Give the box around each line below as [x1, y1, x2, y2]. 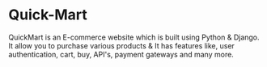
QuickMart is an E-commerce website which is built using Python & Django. [8, 32, 261, 42]
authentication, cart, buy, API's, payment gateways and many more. [8, 49, 235, 59]
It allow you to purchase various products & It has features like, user [8, 40, 235, 50]
